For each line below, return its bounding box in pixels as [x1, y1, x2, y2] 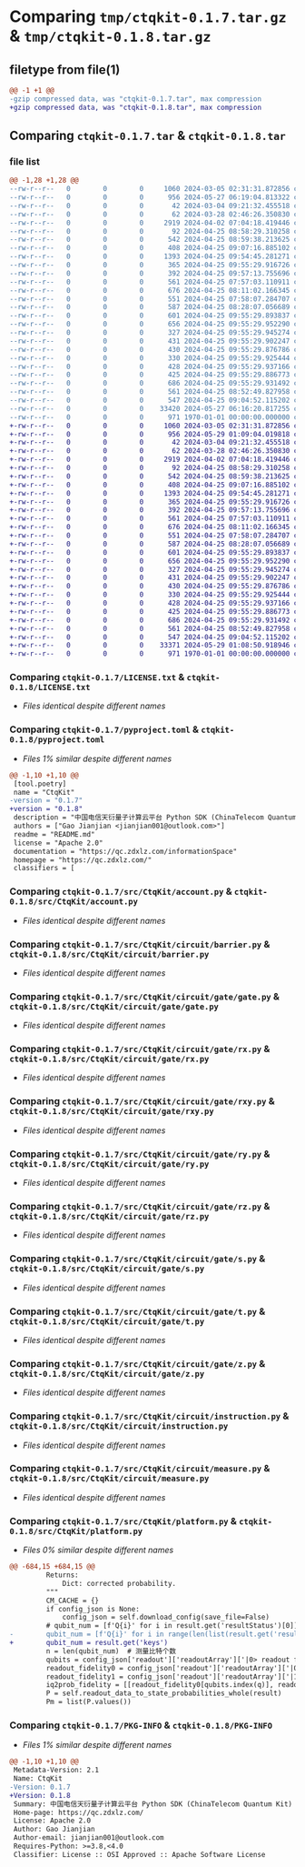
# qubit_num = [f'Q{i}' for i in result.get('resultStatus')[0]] [45, 1621, 299, 1631]
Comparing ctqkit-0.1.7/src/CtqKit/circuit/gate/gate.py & [9, 989, 280, 1002]
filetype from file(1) [9, 62, 121, 77]
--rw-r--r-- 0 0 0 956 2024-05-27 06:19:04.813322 [9, 193, 290, 202]
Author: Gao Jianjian [13, 1825, 95, 1834]
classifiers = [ [13, 864, 75, 873]
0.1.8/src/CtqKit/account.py [9, 897, 139, 907]
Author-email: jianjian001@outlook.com [13, 1833, 165, 1842]
